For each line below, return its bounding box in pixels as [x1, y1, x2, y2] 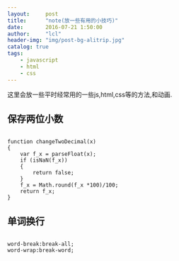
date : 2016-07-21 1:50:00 [7, 23, 103, 30]
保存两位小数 [7, 113, 64, 125]
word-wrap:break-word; [7, 247, 74, 254]
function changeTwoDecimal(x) [7, 138, 97, 145]
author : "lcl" [7, 30, 62, 38]
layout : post [7, 10, 59, 18]
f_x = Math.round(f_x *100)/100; [20, 182, 119, 189]
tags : [7, 50, 23, 57]
